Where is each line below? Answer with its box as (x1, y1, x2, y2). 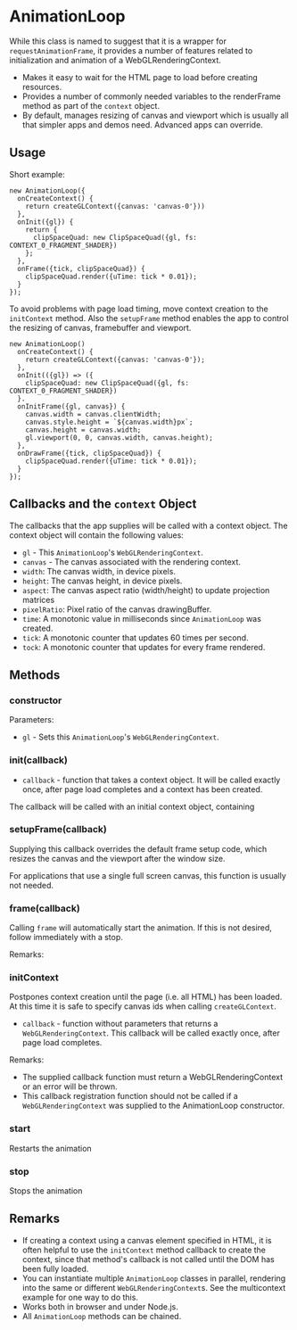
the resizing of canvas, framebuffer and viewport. (9, 322, 192, 333)
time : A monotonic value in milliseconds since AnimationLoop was (21, 613, 261, 624)
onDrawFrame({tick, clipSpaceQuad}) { (17, 449, 162, 458)
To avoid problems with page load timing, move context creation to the (9, 303, 269, 314)
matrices (21, 594, 55, 605)
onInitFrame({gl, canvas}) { (17, 401, 126, 411)
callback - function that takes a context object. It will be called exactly (21, 774, 281, 785)
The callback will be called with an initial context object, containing (9, 801, 255, 812)
